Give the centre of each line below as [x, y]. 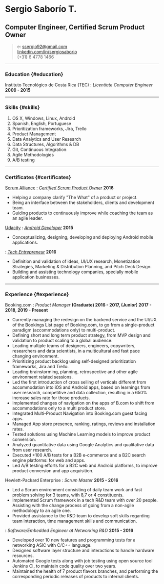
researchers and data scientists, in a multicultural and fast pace [76, 351]
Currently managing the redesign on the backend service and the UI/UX [84, 320]
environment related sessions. [42, 377]
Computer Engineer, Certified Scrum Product [75, 27]
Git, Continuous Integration [39, 149]
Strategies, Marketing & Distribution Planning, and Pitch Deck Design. [82, 266]
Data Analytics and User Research [47, 139]
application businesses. [36, 277]
